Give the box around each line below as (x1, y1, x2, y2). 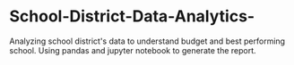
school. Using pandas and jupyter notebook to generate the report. (9, 45, 257, 55)
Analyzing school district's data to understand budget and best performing (9, 36, 285, 46)
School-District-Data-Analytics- (9, 6, 255, 27)
